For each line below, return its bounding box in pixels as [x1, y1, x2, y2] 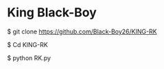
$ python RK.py [7, 53, 51, 62]
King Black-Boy [7, 5, 97, 20]
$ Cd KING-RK [7, 40, 48, 49]
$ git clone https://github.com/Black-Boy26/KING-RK [7, 27, 157, 36]
